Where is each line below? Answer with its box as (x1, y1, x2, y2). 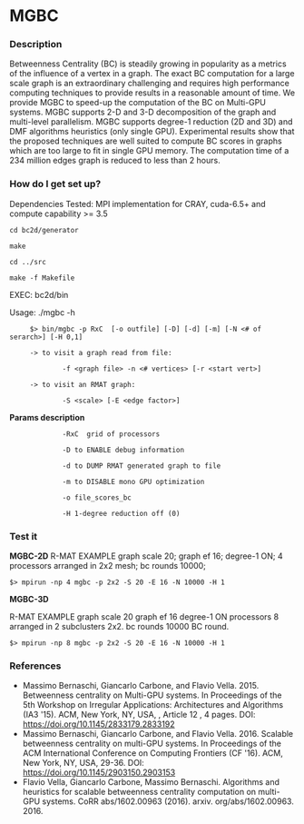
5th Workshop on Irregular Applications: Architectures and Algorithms (22, 700, 284, 710)
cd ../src (9, 257, 47, 266)
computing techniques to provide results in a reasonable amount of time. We (9, 87, 296, 98)
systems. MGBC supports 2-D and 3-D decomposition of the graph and (9, 106, 277, 118)
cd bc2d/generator (9, 225, 79, 234)
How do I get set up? (9, 178, 102, 191)
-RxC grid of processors (62, 429, 161, 439)
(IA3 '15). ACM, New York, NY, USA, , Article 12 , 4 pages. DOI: (22, 710, 256, 720)
